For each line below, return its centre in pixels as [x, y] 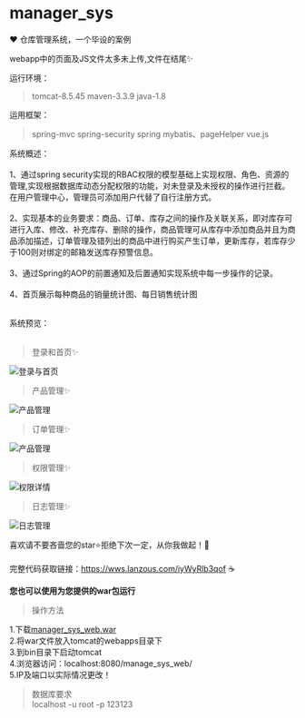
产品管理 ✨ [51, 390]
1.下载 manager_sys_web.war [63, 629]
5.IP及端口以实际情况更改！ [60, 674]
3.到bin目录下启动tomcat [56, 652]
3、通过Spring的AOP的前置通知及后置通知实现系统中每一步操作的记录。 [144, 273]
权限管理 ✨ [51, 467]
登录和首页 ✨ [55, 351]
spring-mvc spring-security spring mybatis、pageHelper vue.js [150, 133]
